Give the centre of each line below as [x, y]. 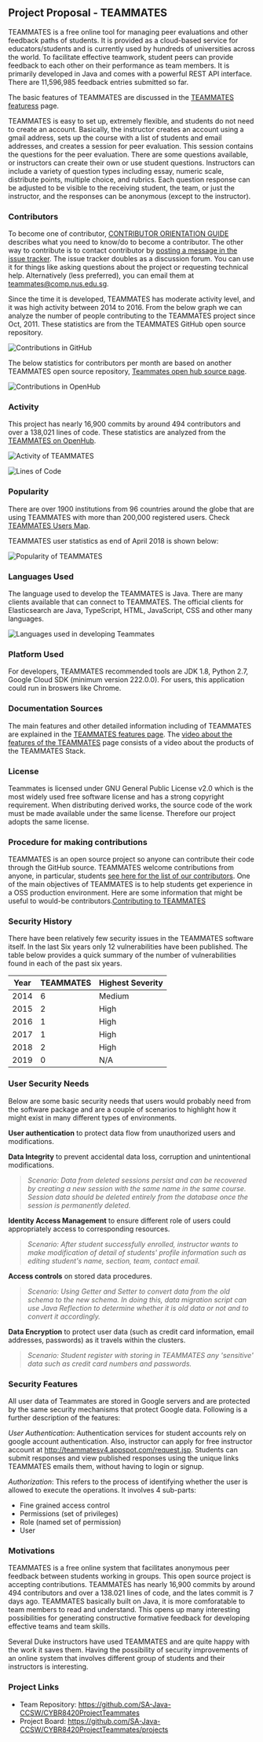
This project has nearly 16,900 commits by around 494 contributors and [124, 424]
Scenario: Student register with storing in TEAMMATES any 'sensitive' [140, 1355]
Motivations [31, 1551]
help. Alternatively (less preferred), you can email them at [101, 275]
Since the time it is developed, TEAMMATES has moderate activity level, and [131, 299]
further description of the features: [64, 1418]
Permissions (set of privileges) [69, 1514]
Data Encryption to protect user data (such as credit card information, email [131, 1331]
